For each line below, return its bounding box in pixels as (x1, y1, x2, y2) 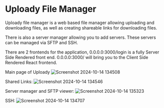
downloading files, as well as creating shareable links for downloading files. (5, 25, 158, 30)
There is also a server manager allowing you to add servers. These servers (5, 34, 156, 40)
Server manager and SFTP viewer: (5, 88, 74, 94)
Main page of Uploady (5, 69, 50, 75)
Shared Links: (5, 79, 33, 84)
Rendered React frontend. (5, 59, 57, 65)
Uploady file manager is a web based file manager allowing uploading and (5, 20, 155, 26)
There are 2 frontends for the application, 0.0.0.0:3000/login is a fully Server (5, 49, 160, 55)
